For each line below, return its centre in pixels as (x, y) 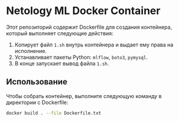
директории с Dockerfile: (37, 102)
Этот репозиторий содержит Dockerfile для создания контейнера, (89, 27)
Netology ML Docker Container (83, 11)
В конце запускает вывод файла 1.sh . (62, 63)
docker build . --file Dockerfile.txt (54, 113)
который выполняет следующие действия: (60, 33)
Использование (37, 82)
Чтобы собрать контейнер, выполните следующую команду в (84, 96)
